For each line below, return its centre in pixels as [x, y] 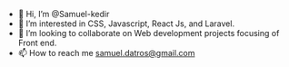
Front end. [37, 43]
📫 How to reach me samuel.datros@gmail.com [106, 53]
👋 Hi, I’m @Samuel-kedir [64, 14]
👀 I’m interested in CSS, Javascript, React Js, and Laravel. [126, 24]
